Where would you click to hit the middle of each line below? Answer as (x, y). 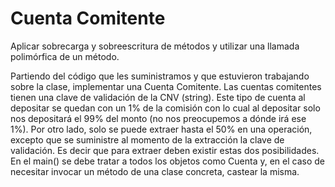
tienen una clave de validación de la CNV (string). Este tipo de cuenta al (158, 97)
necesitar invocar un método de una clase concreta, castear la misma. (155, 171)
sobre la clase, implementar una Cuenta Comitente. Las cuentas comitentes (166, 86)
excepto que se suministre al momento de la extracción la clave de (147, 139)
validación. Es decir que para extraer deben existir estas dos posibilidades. (165, 150)
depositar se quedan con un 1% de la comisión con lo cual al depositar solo (165, 108)
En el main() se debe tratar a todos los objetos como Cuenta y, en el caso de (168, 161)
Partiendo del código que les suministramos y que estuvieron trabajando (160, 76)
